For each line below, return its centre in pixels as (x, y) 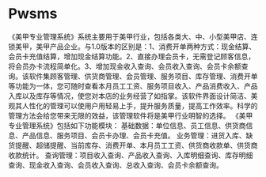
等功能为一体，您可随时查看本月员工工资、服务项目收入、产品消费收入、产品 (133, 86)
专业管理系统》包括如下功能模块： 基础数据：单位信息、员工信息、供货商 (127, 125)
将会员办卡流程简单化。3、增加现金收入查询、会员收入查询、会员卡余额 (125, 66)
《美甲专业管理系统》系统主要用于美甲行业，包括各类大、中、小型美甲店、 (129, 36)
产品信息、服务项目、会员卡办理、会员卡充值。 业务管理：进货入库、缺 (137, 135)
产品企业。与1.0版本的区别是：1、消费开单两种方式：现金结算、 (152, 46)
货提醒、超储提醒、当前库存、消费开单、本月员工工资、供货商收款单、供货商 (133, 145)
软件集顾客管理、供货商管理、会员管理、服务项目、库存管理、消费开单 (143, 76)
